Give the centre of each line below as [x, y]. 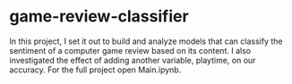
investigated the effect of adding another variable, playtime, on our [133, 60]
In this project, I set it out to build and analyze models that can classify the [146, 41]
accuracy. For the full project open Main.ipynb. [95, 70]
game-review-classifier [99, 17]
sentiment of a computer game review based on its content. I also [130, 50]
